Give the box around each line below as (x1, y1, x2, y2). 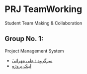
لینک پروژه (11, 62, 32, 68)
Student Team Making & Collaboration (4, 20, 83, 26)
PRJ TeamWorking (4, 3, 83, 15)
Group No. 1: (4, 34, 44, 43)
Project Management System (4, 47, 64, 53)
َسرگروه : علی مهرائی (11, 57, 53, 63)
